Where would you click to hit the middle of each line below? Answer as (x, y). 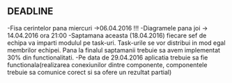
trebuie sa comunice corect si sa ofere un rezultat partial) (90, 72)
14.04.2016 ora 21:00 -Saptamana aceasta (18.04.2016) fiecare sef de (107, 35)
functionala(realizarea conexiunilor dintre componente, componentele (107, 64)
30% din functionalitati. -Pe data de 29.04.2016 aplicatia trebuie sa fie (108, 57)
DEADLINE (30, 11)
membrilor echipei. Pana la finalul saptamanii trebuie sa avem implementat (114, 50)
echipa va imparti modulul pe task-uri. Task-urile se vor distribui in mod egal (116, 43)
